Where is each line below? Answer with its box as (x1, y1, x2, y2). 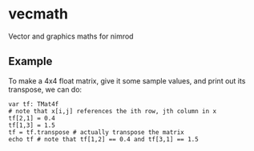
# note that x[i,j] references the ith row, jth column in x (8, 107, 217, 115)
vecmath (8, 5, 68, 23)
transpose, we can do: (8, 84, 83, 94)
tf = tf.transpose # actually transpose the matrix (8, 128, 184, 137)
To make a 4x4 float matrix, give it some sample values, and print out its (8, 75, 246, 85)
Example (8, 55, 53, 68)
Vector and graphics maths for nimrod (8, 31, 134, 41)
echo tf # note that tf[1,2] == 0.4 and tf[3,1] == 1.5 (8, 135, 199, 143)
